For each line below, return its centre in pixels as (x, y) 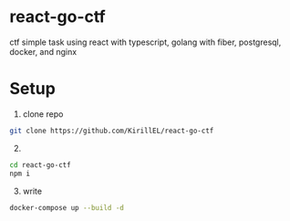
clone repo (43, 114)
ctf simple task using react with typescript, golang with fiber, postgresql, (145, 42)
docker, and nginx (43, 51)
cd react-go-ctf (40, 165)
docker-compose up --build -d (67, 207)
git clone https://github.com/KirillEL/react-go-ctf (112, 131)
